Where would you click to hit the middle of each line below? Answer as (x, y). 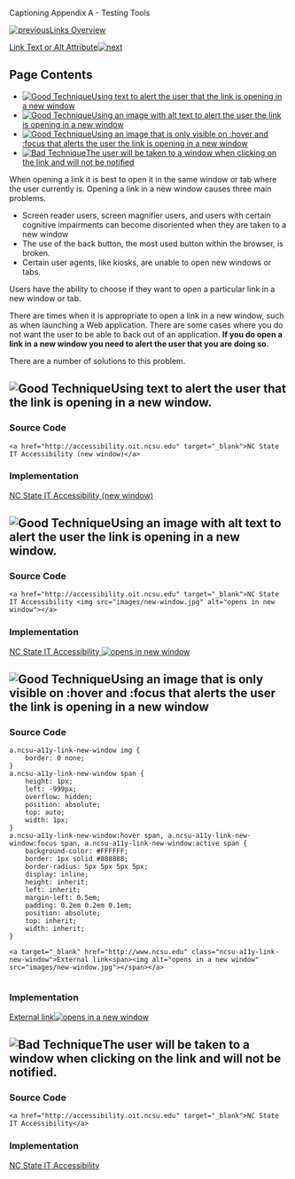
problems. (27, 198)
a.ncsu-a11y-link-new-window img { (75, 751)
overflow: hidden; (59, 797)
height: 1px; (49, 782)
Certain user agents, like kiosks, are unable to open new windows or (147, 262)
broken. (36, 252)
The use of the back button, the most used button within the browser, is (152, 244)
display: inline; (57, 875)
